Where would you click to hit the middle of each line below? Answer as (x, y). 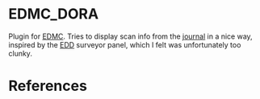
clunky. (20, 53)
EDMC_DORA (54, 14)
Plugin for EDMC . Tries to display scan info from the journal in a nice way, (130, 36)
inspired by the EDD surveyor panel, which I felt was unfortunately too (125, 44)
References (48, 86)
